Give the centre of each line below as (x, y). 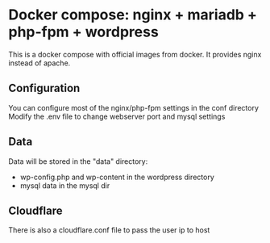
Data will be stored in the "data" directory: (78, 161)
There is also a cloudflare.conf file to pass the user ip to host (109, 230)
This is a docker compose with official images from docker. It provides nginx (135, 54)
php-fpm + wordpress (83, 32)
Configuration (44, 88)
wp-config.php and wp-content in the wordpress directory (117, 177)
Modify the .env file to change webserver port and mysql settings (117, 116)
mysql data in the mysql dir (65, 185)
